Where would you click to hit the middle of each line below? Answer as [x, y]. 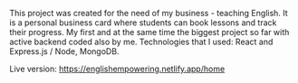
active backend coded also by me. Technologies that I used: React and [141, 41]
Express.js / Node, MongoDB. [64, 51]
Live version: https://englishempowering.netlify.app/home [117, 69]
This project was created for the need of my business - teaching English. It [149, 13]
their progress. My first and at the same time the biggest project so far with [149, 32]
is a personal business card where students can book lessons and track [143, 23]
